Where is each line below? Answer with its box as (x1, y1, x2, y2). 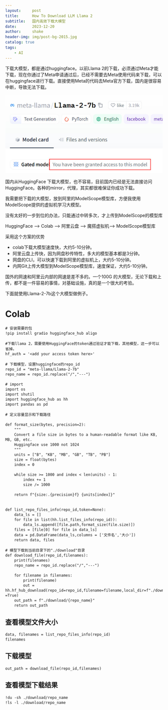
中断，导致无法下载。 (5, 84, 49, 90)
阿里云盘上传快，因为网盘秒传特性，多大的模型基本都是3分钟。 (12, 251, 142, 257)
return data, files (14, 538, 55, 543)
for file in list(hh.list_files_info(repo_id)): (14, 517, 117, 522)
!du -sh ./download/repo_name (5, 695, 68, 700)
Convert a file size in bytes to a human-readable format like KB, (14, 432, 157, 437)
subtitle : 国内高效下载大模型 (5, 19, 66, 24)
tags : (5, 45, 16, 50)
